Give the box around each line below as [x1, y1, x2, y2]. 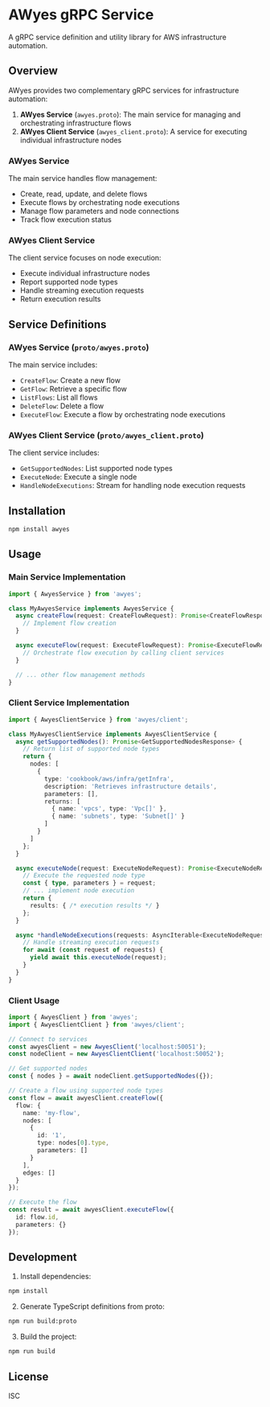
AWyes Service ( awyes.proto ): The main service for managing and [19, 109, 241, 119]
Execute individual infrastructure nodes [19, 269, 150, 278]
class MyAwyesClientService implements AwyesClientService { [8, 730, 218, 738]
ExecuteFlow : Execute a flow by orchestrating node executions [19, 410, 226, 420]
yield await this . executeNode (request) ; [29, 954, 167, 962]
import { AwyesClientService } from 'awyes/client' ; [8, 716, 189, 724]
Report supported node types [19, 277, 118, 287]
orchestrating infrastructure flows [19, 118, 132, 128]
